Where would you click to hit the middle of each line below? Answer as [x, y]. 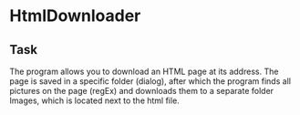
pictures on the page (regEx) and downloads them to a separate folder [142, 91]
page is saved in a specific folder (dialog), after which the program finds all [150, 81]
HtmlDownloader [75, 16]
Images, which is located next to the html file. [94, 100]
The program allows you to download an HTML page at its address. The [144, 71]
